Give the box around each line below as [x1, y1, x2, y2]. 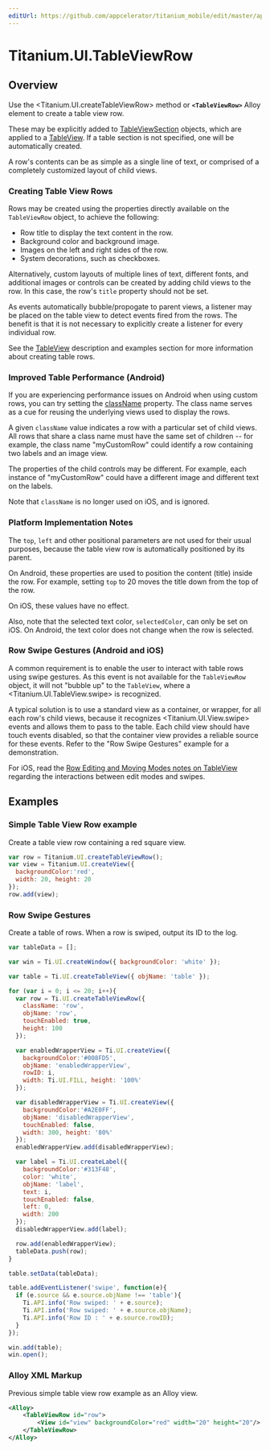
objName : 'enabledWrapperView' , [22, 1061, 131, 1070]
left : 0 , [22, 1203, 52, 1211]
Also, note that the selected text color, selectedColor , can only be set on [8, 616, 248, 626]
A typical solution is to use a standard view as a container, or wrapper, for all [8, 704, 261, 714]
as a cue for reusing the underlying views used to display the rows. [8, 408, 231, 417]
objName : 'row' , [22, 1009, 78, 1017]
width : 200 [22, 1210, 59, 1219]
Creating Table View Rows [8, 185, 113, 197]
